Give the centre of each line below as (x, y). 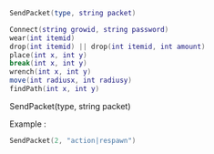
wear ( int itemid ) (42, 38)
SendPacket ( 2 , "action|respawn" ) (73, 140)
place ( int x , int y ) (49, 55)
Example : (28, 124)
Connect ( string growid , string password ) (89, 29)
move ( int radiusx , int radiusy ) (71, 81)
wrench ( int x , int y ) (51, 72)
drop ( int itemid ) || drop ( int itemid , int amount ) (107, 46)
